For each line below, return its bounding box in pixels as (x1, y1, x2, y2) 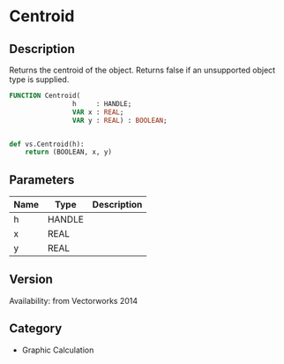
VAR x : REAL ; (71, 108, 124, 117)
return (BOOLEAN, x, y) (25, 148, 113, 156)
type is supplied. (9, 74, 70, 85)
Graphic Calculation (21, 345, 94, 355)
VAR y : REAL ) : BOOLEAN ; (71, 116, 168, 125)
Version (9, 272, 53, 287)
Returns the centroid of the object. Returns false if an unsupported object (9, 64, 276, 75)
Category (9, 321, 63, 337)
